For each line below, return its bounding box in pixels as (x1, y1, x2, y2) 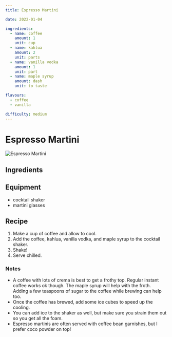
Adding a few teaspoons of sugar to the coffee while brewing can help (12, 288, 162, 294)
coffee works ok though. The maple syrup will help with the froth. (12, 282, 151, 288)
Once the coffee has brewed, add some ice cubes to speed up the (12, 298, 153, 305)
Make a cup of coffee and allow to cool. (12, 231, 97, 237)
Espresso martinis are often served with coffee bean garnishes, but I (12, 321, 158, 327)
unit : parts (14, 54, 40, 60)
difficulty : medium (5, 111, 47, 117)
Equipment (5, 183, 41, 192)
